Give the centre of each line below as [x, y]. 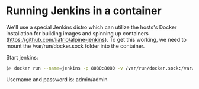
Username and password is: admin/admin [57, 79]
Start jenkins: [22, 57]
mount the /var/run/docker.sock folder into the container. [76, 46]
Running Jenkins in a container [84, 11]
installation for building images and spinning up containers [78, 33]
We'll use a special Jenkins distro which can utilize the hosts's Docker [92, 27]
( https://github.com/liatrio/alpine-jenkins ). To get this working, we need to [96, 39]
